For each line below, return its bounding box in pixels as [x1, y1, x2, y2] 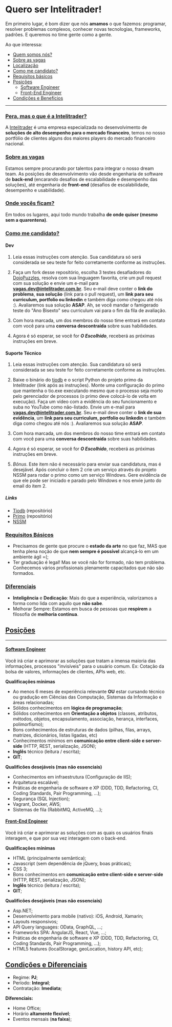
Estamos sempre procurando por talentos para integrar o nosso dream [5, 165, 155, 171]
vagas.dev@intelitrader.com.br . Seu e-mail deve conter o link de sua [12, 410, 162, 416]
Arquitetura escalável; [12, 779, 59, 785]
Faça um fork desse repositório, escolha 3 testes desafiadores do [12, 269, 152, 275]
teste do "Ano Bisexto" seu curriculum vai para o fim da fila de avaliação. [12, 307, 167, 314]
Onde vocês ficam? [5, 200, 55, 207]
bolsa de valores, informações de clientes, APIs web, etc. [5, 668, 126, 674]
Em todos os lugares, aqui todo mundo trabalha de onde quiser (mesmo [5, 211, 158, 218]
